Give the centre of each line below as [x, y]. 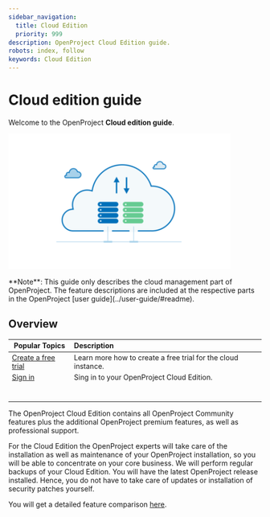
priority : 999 [39, 34]
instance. [89, 366]
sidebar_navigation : [43, 17]
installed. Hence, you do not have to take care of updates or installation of [131, 480]
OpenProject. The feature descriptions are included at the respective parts [131, 290]
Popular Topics [39, 346]
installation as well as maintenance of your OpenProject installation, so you [132, 455]
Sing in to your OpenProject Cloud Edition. [143, 377]
